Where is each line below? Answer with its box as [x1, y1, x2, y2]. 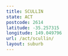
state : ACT [6, 14, 33, 20]
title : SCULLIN [6, 8, 44, 15]
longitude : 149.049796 [6, 30, 62, 36]
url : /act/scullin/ [6, 36, 54, 41]
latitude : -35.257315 [6, 24, 60, 31]
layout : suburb [6, 41, 44, 47]
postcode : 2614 [6, 19, 44, 25]
